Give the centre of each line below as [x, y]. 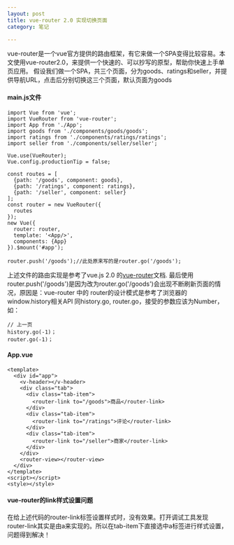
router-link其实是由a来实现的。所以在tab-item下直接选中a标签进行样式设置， [117, 525]
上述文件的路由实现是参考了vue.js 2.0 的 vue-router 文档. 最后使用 [101, 275]
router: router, [37, 229]
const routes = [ [32, 174]
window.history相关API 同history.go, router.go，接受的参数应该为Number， [115, 301]
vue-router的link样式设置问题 [50, 500]
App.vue [20, 355]
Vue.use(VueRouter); [37, 156]
